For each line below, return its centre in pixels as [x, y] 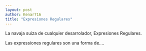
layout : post [19, 10]
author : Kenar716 [23, 14]
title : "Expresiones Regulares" [39, 19]
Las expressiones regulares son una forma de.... [55, 43]
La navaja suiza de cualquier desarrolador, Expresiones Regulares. [73, 33]
